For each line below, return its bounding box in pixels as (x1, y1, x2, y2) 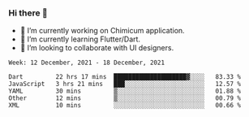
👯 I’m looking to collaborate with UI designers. (19, 43, 174, 53)
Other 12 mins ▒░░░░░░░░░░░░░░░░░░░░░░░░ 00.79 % (8, 94, 242, 102)
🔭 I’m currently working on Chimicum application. (19, 26, 185, 36)
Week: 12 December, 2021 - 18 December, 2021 (8, 58, 165, 67)
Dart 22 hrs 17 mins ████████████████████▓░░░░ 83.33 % (8, 73, 242, 81)
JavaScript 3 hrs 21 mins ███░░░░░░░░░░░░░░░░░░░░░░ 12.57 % (8, 80, 242, 89)
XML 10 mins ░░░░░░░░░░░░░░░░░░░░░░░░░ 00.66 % (8, 102, 242, 110)
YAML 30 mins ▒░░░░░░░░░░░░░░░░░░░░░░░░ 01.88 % (8, 87, 242, 96)
